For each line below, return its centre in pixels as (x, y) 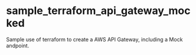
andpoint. (18, 46)
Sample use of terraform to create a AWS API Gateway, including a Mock (94, 39)
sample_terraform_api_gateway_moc (98, 11)
